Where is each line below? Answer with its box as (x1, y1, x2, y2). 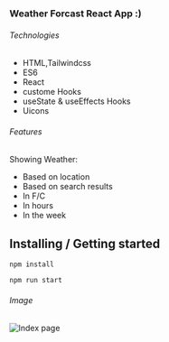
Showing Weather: (9, 154, 79, 165)
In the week (22, 210, 66, 221)
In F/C (22, 190, 46, 201)
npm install (9, 260, 54, 269)
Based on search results (22, 181, 113, 192)
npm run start (9, 276, 63, 285)
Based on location (22, 171, 90, 182)
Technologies (9, 30, 61, 41)
